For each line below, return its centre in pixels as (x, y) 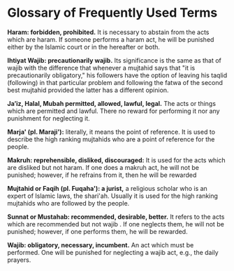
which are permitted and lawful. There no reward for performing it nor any (114, 111)
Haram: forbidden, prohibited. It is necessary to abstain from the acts (108, 32)
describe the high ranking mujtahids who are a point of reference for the (111, 139)
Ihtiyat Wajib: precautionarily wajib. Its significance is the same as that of (115, 60)
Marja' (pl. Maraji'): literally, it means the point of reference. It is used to (111, 132)
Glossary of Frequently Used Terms (112, 13)
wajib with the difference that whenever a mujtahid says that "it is (101, 68)
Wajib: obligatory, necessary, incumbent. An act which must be (101, 245)
